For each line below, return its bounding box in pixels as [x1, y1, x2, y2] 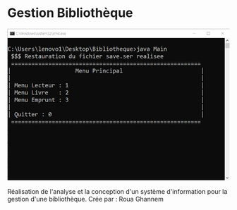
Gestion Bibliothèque [7, 5, 133, 21]
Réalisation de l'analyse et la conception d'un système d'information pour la [7, 187, 228, 195]
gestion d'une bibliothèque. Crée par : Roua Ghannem [7, 194, 164, 203]
